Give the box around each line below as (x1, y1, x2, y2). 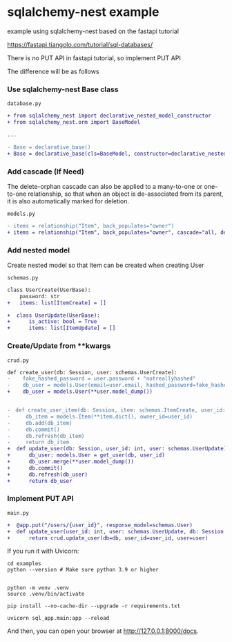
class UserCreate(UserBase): (7, 286, 91, 293)
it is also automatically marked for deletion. (7, 196, 130, 205)
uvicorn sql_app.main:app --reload (7, 615, 110, 622)
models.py (7, 210, 36, 217)
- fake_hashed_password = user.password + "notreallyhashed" (7, 375, 196, 383)
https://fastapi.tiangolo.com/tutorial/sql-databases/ (7, 40, 153, 48)
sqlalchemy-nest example (7, 4, 159, 20)
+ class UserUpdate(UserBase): (7, 312, 100, 319)
